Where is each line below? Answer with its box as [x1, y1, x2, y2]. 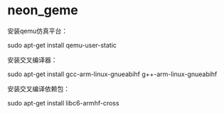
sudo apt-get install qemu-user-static [7, 41, 117, 49]
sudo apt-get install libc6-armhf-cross [7, 98, 119, 107]
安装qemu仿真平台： [7, 26, 68, 35]
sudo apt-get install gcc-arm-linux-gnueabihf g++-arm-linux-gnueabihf [7, 70, 218, 78]
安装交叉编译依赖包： [7, 84, 70, 93]
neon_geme [7, 2, 78, 19]
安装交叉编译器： [7, 56, 58, 64]
